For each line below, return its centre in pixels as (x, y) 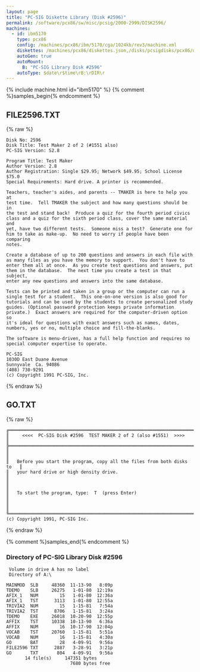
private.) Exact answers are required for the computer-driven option (97, 313)
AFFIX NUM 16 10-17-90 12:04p (60, 627)
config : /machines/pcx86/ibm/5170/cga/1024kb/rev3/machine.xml (97, 45)
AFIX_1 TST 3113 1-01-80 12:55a (60, 601)
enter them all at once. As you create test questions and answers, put (100, 266)
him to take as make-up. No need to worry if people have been (87, 234)
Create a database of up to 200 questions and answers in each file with (100, 255)
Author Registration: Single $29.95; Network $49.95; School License (94, 172)
